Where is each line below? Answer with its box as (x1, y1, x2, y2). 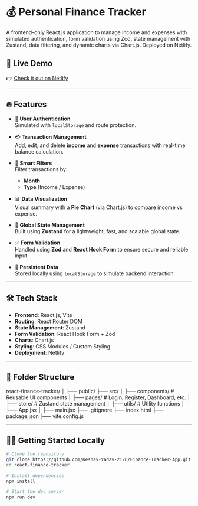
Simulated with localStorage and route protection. (14, 121, 137, 128)
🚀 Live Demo (6, 58, 53, 68)
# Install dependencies (6, 472, 65, 479)
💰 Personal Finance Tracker (6, 5, 146, 19)
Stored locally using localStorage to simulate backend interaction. (14, 270, 176, 277)
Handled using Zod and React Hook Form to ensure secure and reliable (14, 246, 189, 253)
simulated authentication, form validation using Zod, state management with (6, 35, 190, 42)
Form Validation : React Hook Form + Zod (14, 331, 115, 338)
